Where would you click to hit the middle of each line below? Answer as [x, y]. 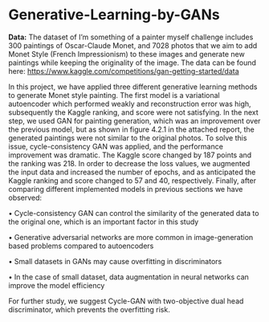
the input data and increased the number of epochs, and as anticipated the [132, 172]
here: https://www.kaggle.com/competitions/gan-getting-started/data [124, 71]
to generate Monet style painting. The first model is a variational [114, 95]
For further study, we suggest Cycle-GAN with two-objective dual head [126, 301]
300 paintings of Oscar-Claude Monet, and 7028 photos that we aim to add [133, 45]
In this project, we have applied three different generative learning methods [133, 87]
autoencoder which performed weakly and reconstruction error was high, [130, 104]
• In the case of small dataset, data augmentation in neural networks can [128, 277]
